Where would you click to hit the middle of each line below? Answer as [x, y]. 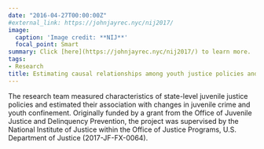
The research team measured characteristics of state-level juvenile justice [128, 96]
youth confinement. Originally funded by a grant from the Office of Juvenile [130, 113]
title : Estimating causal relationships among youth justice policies [126, 74]
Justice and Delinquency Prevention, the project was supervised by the [124, 121]
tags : [17, 60]
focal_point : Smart [47, 45]
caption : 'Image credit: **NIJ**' [71, 37]
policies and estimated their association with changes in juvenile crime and [129, 104]
